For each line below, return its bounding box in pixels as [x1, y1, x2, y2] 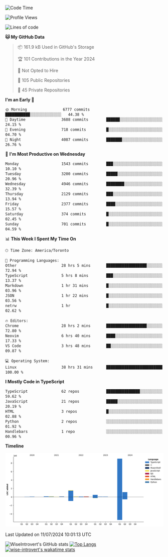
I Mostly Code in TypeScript [5, 379, 64, 384]
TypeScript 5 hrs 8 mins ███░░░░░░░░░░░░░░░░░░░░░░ [5, 273, 163, 278]
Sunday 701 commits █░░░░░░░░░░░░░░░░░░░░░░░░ [5, 221, 163, 227]
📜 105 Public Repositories [17, 77, 70, 83]
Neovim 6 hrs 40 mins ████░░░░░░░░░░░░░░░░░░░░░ [5, 333, 163, 339]
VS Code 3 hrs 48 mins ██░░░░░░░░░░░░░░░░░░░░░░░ [5, 344, 163, 349]
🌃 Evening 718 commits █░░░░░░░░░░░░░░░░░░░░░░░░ [5, 127, 163, 132]
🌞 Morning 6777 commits [5, 107, 90, 112]
